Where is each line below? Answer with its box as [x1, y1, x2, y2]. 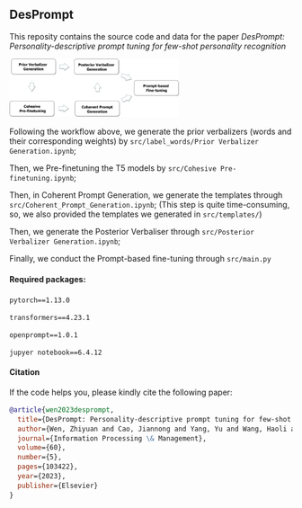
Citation [9, 367, 40, 378]
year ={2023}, [17, 472, 67, 481]
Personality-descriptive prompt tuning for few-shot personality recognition [9, 40, 287, 51]
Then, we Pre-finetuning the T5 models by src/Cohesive [9, 163, 218, 174]
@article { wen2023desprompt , [9, 405, 115, 414]
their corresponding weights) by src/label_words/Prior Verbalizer [9, 136, 259, 147]
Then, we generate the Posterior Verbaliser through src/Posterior [9, 227, 254, 237]
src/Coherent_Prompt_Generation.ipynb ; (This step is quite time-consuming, [9, 200, 290, 210]
